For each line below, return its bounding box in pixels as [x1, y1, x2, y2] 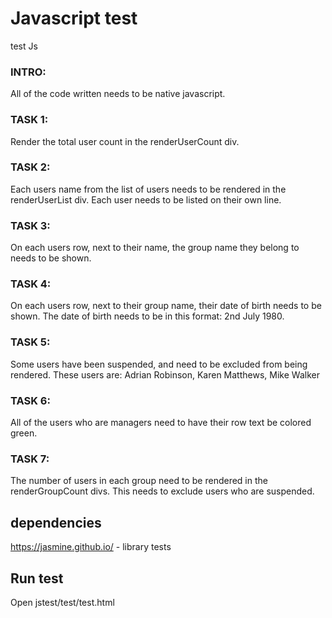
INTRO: [10, 65, 47, 79]
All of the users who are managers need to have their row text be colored [10, 417, 312, 429]
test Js [10, 40, 38, 52]
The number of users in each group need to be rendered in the [10, 475, 268, 487]
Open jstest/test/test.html [10, 596, 115, 608]
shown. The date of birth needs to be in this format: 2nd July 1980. [10, 310, 285, 322]
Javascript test [10, 7, 138, 30]
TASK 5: [10, 335, 51, 349]
